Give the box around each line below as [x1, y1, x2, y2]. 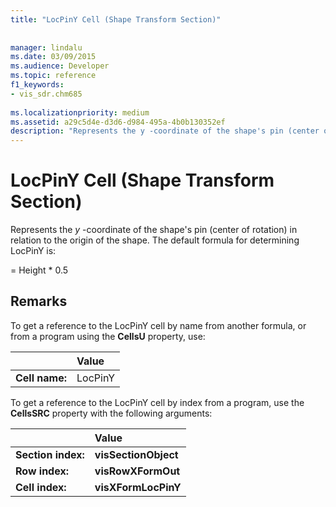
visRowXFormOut [94, 464, 181, 478]
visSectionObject [94, 447, 179, 461]
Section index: [15, 447, 85, 461]
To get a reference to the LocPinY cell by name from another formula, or [10, 319, 307, 331]
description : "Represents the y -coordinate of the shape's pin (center [10, 126, 320, 136]
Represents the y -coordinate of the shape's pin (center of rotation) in [10, 224, 298, 236]
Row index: [15, 464, 69, 478]
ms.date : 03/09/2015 [10, 52, 97, 62]
